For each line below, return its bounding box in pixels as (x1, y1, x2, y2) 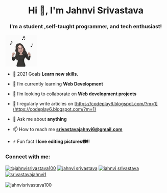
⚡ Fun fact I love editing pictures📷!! (12, 138, 90, 145)
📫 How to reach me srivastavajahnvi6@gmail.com (12, 126, 123, 133)
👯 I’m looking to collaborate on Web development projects (12, 91, 137, 97)
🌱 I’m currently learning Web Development (12, 81, 103, 87)
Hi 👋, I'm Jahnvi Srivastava (28, 5, 144, 16)
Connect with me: (5, 153, 51, 160)
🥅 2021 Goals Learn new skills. (12, 71, 79, 77)
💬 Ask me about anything (12, 116, 67, 122)
